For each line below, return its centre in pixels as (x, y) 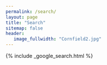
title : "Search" (26, 22)
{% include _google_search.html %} (49, 56)
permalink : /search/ (31, 12)
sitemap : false (24, 28)
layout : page (22, 17)
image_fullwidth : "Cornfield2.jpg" (57, 39)
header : (15, 34)
